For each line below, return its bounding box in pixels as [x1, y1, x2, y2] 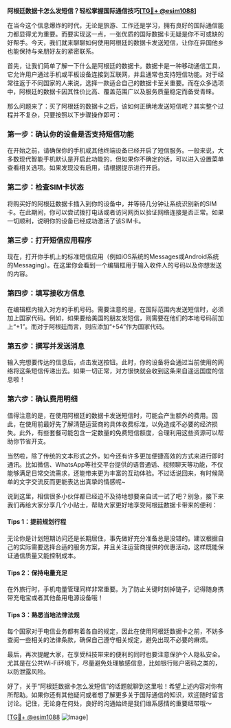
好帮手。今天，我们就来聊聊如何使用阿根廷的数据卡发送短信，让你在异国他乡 [7, 38, 224, 47]
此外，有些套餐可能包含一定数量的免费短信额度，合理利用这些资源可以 [19, 428, 218, 437]
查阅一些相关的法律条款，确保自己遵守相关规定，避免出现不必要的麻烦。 [7, 636, 212, 644]
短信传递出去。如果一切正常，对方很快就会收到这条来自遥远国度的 [30, 367, 218, 375]
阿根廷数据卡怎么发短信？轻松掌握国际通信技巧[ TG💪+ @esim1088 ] [7, 7, 197, 14]
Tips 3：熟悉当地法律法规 [7, 610, 80, 619]
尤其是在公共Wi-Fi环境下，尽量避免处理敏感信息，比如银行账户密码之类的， [7, 659, 221, 668]
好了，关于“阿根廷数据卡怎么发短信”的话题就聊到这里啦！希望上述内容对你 [7, 682, 218, 690]
